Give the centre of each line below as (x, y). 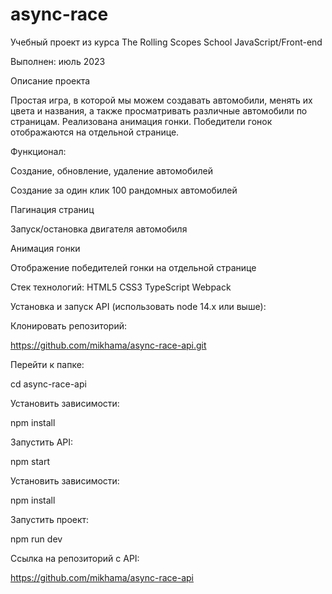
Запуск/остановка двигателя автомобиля (99, 229)
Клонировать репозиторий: (69, 325)
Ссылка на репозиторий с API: (75, 558)
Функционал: (38, 151)
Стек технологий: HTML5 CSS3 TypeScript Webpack (121, 287)
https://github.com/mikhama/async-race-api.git (108, 345)
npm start (30, 461)
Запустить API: (42, 442)
